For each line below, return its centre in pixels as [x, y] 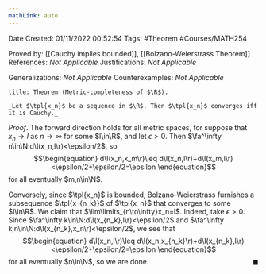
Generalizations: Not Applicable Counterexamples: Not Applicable [116, 77]
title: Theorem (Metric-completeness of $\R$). [89, 92]
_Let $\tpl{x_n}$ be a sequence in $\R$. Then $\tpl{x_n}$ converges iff [133, 106]
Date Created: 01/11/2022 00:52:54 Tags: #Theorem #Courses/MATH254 [128, 38]
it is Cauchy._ [33, 113]
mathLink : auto [33, 15]
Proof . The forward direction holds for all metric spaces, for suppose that [128, 127]
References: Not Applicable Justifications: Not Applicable [102, 62]
